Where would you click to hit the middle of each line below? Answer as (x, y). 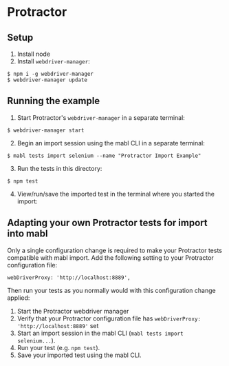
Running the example (54, 101)
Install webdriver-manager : (54, 61)
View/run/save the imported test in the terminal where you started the (116, 194)
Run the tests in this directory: (59, 168)
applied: (19, 298)
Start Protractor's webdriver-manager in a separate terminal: (101, 117)
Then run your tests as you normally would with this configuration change (111, 290)
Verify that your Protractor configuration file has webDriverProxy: (109, 318)
